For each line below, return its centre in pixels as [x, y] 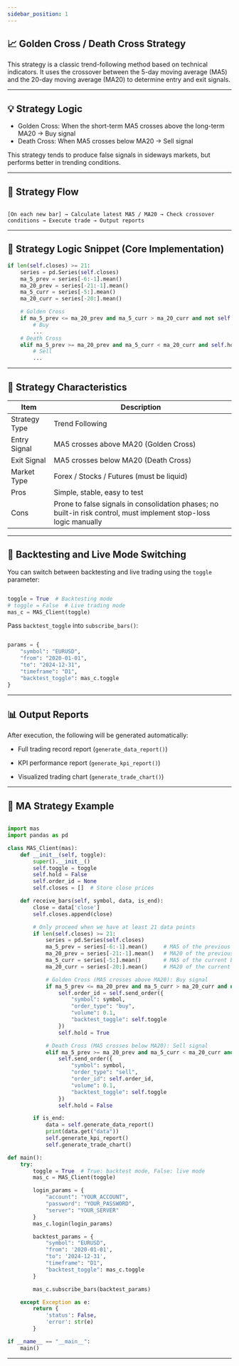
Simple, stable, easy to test [99, 492]
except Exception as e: [55, 1302]
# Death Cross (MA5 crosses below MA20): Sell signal [127, 1046]
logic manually [78, 522]
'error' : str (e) [69, 1322]
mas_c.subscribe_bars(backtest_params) [92, 1289]
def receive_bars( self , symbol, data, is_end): [92, 901]
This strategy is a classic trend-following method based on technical [108, 64]
